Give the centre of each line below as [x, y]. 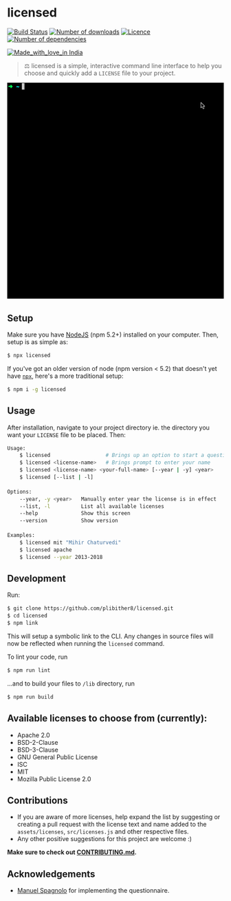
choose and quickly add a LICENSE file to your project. [100, 73]
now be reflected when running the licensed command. [86, 643]
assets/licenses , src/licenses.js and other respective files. [103, 831]
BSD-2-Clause [37, 742]
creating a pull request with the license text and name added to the [112, 825]
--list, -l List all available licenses [92, 506]
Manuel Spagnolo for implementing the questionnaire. [93, 891]
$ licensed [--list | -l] [57, 477]
